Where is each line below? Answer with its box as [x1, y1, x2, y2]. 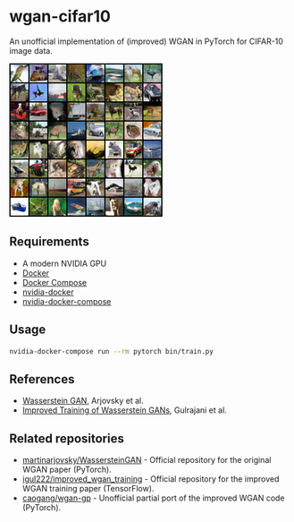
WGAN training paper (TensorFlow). [21, 483, 155, 494]
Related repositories [9, 431, 125, 446]
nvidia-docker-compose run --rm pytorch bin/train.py [9, 347, 214, 355]
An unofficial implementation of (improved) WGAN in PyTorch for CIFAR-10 [9, 36, 284, 47]
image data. [9, 45, 54, 56]
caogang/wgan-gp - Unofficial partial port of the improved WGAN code [21, 492, 285, 503]
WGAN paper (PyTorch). [21, 464, 112, 475]
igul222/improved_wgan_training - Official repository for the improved [21, 474, 280, 484]
